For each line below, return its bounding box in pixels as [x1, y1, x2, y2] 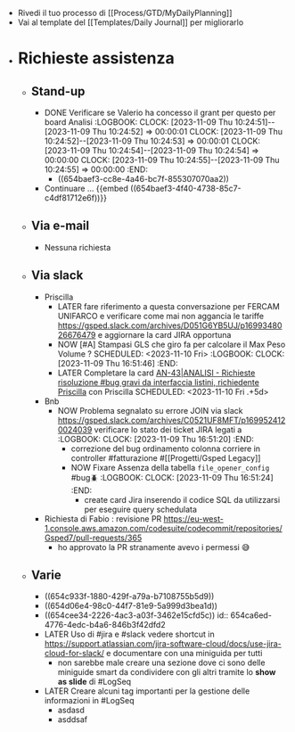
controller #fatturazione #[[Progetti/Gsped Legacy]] [70, 452, 261, 463]
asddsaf [57, 714, 88, 725]
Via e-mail [30, 218, 90, 234]
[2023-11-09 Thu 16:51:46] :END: [57, 358, 178, 368]
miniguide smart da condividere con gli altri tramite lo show [57, 667, 276, 678]
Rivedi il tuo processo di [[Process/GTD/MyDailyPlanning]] [17, 8, 233, 18]
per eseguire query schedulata [84, 504, 198, 514]
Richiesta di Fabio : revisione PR [44, 513, 162, 524]
